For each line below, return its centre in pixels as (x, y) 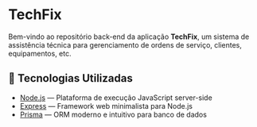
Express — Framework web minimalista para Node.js (106, 106)
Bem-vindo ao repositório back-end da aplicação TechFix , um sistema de (129, 37)
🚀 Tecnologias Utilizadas (70, 78)
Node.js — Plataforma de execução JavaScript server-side (116, 98)
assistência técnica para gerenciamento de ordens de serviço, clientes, (125, 44)
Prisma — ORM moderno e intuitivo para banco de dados (113, 114)
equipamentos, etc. (40, 53)
